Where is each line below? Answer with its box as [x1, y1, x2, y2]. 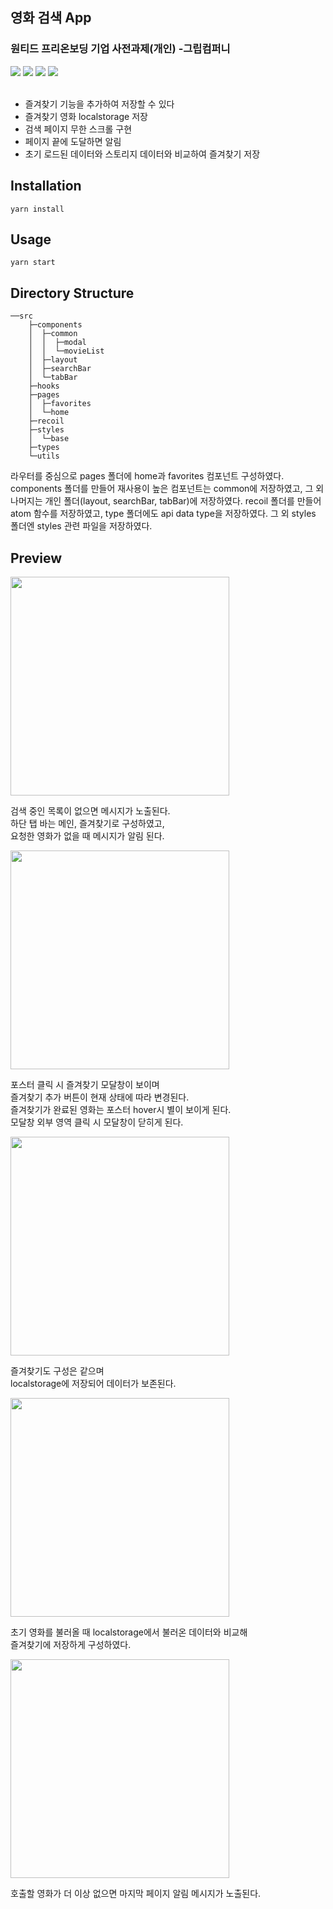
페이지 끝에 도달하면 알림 [24, 135, 122, 147]
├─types [28, 443, 60, 453]
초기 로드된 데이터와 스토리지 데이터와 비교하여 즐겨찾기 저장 [24, 148, 261, 160]
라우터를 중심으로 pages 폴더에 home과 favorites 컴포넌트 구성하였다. [10, 470, 285, 482]
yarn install [10, 204, 65, 214]
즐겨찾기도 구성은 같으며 [10, 1364, 105, 1377]
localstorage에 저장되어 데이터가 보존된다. [10, 1377, 177, 1389]
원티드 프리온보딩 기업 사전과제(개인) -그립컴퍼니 [10, 42, 231, 56]
